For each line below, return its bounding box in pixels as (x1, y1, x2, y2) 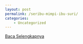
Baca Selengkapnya (5, 33, 45, 39)
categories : (5, 16, 29, 21)
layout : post (5, 7, 31, 12)
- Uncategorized (13, 20, 47, 25)
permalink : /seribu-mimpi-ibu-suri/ (5, 11, 78, 16)
